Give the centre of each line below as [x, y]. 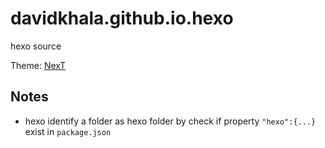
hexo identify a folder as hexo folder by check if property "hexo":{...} [170, 121]
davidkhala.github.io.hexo [122, 18]
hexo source [36, 46]
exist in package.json [68, 131]
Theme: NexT [38, 65]
